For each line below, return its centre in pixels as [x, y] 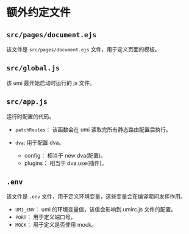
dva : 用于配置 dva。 [40, 142]
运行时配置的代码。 [30, 116]
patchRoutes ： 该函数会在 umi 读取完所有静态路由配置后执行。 [93, 130]
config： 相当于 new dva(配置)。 [65, 155]
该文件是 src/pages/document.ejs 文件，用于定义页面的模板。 [83, 49]
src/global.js [33, 68]
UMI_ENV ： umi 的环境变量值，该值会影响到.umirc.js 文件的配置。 [96, 210]
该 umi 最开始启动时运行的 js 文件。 [51, 82]
